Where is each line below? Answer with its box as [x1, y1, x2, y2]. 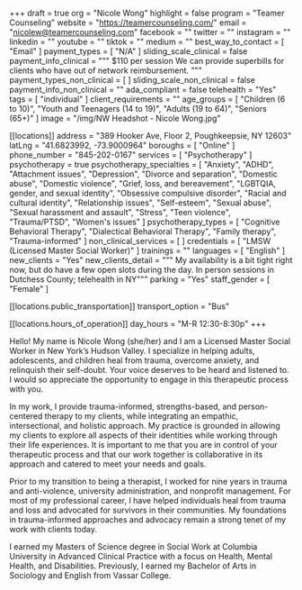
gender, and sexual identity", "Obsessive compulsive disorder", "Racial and [9, 188, 287, 198]
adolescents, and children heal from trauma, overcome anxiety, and [9, 355, 260, 366]
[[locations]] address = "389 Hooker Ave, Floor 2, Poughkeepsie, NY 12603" [9, 131, 292, 141]
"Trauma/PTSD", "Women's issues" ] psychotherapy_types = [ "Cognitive [9, 216, 280, 227]
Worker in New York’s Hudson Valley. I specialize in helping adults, [9, 346, 255, 356]
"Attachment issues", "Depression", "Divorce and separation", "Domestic [9, 168, 279, 179]
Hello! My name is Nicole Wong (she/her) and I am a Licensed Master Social [9, 336, 291, 346]
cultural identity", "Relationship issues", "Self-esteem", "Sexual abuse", [9, 197, 272, 208]
